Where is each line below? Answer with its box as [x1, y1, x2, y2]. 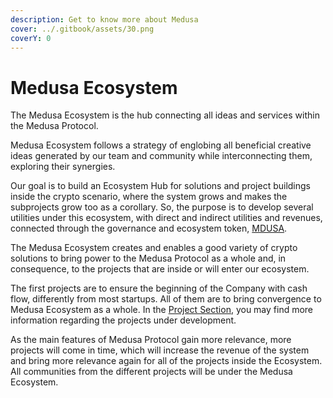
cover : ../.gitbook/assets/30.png [10, 24, 155, 34]
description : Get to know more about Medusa [10, 14, 199, 25]
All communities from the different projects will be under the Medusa [10, 366, 293, 378]
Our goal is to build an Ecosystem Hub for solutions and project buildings [10, 180, 312, 192]
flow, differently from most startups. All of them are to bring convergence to [10, 293, 322, 305]
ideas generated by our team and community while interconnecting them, [10, 150, 313, 162]
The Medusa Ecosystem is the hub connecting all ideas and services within [10, 109, 320, 121]
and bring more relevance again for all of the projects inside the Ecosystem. [10, 355, 323, 367]
